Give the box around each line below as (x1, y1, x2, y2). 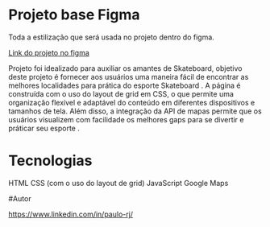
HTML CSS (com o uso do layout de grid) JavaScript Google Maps (8, 178, 229, 188)
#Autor (8, 193, 31, 203)
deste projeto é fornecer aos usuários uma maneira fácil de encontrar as (8, 72, 249, 81)
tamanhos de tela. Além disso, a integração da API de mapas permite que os (8, 106, 262, 116)
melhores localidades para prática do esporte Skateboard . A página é (8, 80, 241, 90)
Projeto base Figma (8, 6, 140, 24)
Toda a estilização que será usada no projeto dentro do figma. (8, 32, 215, 42)
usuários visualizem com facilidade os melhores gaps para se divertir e (8, 114, 244, 124)
